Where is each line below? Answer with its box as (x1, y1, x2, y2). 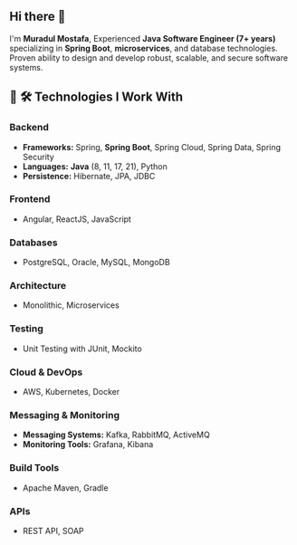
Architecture (9, 280, 67, 292)
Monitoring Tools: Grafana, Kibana (22, 439, 154, 450)
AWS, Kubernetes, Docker (22, 386, 120, 397)
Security (22, 151, 54, 162)
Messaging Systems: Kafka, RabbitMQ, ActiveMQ (22, 429, 210, 440)
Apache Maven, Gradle (22, 482, 109, 493)
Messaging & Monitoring (9, 408, 120, 421)
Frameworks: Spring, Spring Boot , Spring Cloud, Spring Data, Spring (22, 141, 282, 152)
